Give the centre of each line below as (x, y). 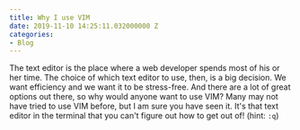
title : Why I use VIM (50, 17)
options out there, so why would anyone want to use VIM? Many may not (144, 97)
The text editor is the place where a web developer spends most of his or (145, 68)
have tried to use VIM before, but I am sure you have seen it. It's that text (144, 106)
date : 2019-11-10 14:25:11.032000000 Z (84, 26)
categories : (31, 34)
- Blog (22, 43)
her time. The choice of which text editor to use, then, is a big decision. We (148, 78)
